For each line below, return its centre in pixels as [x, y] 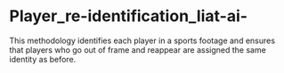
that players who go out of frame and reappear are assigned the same [138, 49]
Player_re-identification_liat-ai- [128, 16]
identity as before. [43, 59]
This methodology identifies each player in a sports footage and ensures [142, 40]
